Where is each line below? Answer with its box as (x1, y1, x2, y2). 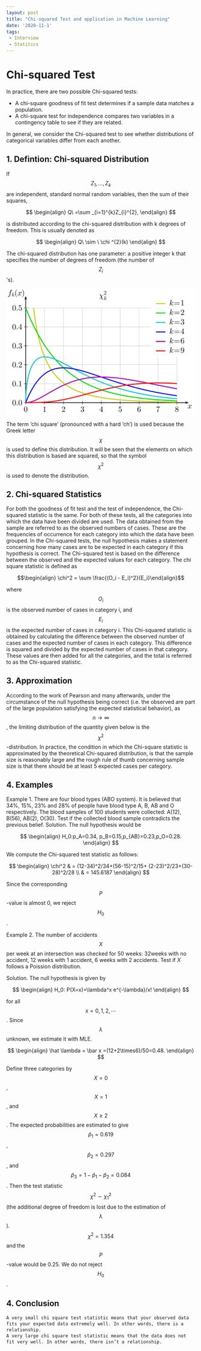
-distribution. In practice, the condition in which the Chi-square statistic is (6, 743, 188, 750)
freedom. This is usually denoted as (6, 226, 95, 234)
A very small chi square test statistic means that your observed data (6, 1315, 189, 1321)
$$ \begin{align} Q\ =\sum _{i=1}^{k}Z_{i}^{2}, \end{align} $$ (26, 208, 176, 216)
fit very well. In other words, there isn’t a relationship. (6, 1339, 163, 1345)
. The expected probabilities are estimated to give (6, 1121, 129, 1129)
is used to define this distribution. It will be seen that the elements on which (6, 446, 193, 453)
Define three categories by (6, 1065, 73, 1073)
